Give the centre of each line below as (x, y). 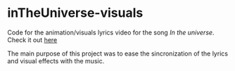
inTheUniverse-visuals (75, 13)
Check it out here (32, 39)
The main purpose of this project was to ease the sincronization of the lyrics (118, 53)
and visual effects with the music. (56, 60)
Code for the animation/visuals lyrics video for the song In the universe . (111, 32)
